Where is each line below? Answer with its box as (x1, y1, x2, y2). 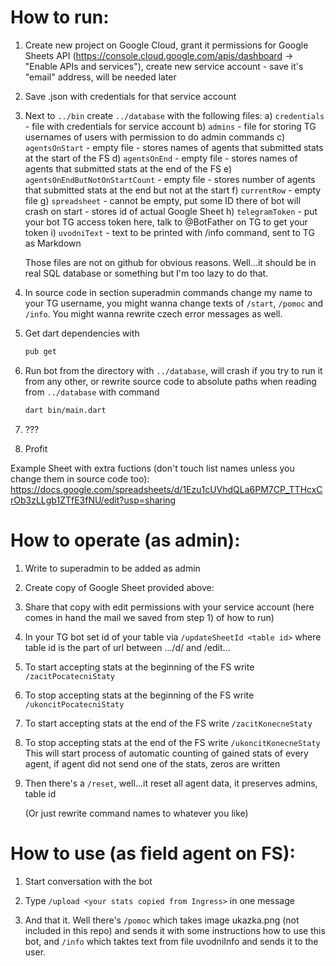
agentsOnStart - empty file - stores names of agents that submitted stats (24, 141, 324, 153)
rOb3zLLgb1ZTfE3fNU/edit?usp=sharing (10, 494, 177, 506)
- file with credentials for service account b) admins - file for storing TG (24, 120, 317, 132)
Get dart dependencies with (24, 327, 140, 339)
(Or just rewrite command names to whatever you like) (24, 807, 249, 819)
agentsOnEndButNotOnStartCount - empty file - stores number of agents (24, 173, 316, 185)
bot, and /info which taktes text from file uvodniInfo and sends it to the (24, 935, 319, 947)
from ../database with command (24, 386, 160, 398)
